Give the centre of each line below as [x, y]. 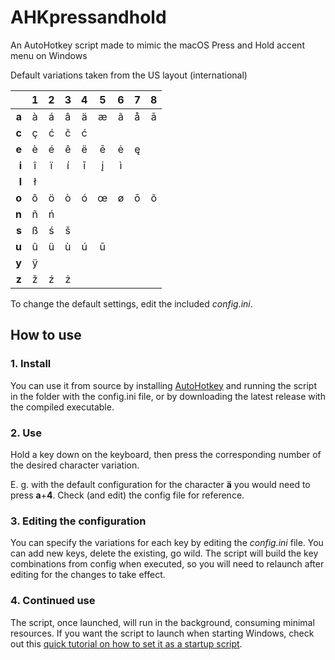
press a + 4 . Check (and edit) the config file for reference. [127, 495]
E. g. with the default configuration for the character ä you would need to [160, 484]
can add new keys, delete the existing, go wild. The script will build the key [164, 553]
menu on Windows [49, 55]
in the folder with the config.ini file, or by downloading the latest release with [168, 396]
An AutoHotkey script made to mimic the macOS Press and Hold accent [157, 45]
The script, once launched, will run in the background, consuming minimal [162, 622]
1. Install [31, 364]
